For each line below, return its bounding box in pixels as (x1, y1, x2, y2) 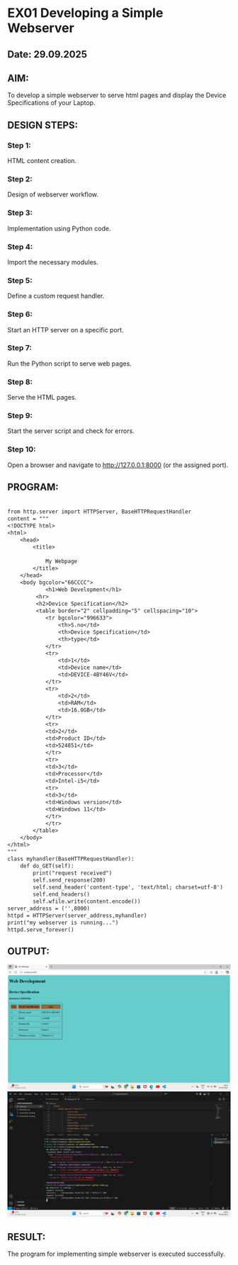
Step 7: (7, 343, 32, 353)
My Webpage (45, 558, 78, 565)
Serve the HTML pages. (7, 393, 76, 402)
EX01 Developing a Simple (7, 5, 164, 21)
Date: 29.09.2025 (7, 48, 87, 60)
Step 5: (7, 275, 33, 285)
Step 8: (7, 377, 33, 387)
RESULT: (7, 1231, 46, 1243)
